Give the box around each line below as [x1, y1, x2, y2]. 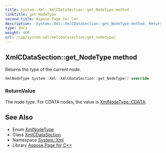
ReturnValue [5, 88, 36, 95]
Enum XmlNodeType [12, 126, 54, 132]
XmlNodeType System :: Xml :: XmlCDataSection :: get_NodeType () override [5, 76, 149, 81]
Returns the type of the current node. [5, 66, 81, 72]
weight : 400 [5, 30, 30, 35]
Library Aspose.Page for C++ [12, 142, 73, 148]
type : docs [5, 26, 28, 31]
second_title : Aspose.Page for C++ [5, 16, 79, 21]
